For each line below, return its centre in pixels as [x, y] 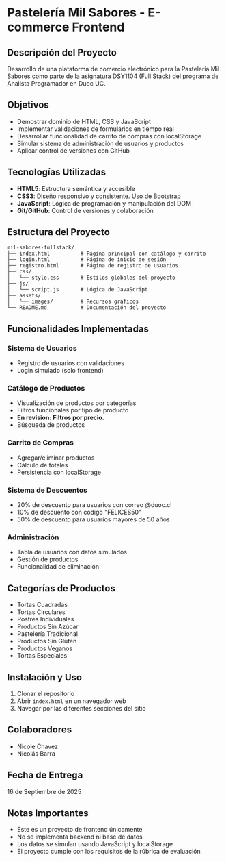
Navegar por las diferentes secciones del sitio [81, 708]
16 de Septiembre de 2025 [44, 791]
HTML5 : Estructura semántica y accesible [76, 188]
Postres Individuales [45, 619]
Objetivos [28, 105]
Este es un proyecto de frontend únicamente [80, 830]
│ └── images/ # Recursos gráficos [73, 302]
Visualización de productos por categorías [76, 403]
